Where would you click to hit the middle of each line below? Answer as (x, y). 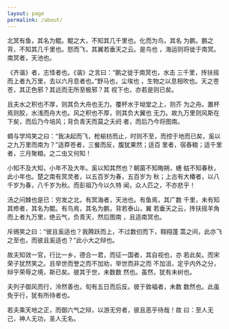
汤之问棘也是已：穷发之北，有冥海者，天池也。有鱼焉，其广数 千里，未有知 (113, 200)
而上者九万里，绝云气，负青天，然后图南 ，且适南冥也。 (86, 217)
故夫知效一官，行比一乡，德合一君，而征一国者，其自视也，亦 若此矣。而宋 (113, 255)
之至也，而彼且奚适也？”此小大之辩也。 (63, 240)
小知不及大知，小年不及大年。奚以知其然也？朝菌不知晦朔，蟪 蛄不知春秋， (113, 168)
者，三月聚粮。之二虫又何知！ (49, 153)
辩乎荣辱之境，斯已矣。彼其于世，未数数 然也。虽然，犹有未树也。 (101, 272)
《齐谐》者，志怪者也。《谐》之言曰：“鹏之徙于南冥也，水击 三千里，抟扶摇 (113, 72)
